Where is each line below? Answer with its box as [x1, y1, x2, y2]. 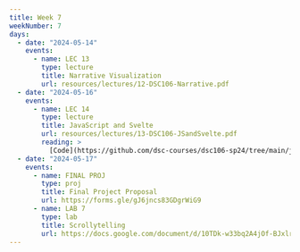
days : [9, 29, 29, 38]
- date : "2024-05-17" [17, 154, 98, 164]
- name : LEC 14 [32, 105, 90, 113]
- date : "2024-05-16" [17, 88, 98, 97]
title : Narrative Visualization [41, 71, 162, 80]
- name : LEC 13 [32, 55, 90, 63]
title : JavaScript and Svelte [41, 122, 154, 130]
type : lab [41, 212, 78, 222]
